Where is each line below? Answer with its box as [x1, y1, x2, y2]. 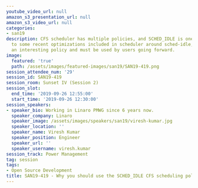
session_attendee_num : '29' [6, 69, 75, 75]
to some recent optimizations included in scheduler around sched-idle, [11, 42, 194, 48]
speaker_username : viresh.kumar [11, 146, 91, 151]
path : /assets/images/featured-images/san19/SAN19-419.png [11, 63, 160, 70]
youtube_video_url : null [6, 8, 67, 15]
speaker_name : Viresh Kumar [11, 129, 81, 136]
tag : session [6, 157, 38, 163]
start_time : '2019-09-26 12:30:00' [11, 96, 99, 102]
